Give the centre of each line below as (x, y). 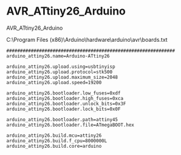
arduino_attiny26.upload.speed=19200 (54, 82)
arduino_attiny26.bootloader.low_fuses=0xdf (63, 93)
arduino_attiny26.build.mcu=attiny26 (54, 135)
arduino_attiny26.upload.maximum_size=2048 (62, 77)
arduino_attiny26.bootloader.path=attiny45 (62, 119)
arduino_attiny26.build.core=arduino (54, 146)
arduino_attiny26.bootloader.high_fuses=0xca (65, 98)
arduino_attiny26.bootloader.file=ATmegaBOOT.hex (70, 125)
